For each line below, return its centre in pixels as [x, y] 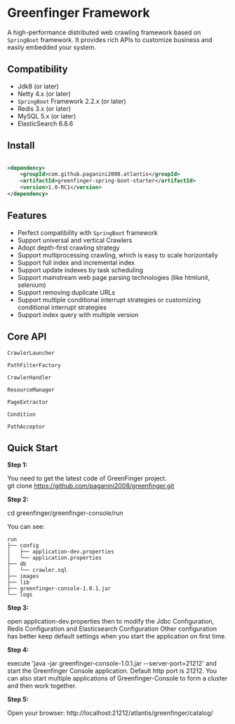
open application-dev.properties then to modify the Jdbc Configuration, [111, 622]
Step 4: [18, 650]
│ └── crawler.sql [38, 570]
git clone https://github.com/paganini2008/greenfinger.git [91, 486]
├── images [23, 577]
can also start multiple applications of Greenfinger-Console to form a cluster [117, 678]
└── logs [20, 595]
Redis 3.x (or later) [44, 108]
